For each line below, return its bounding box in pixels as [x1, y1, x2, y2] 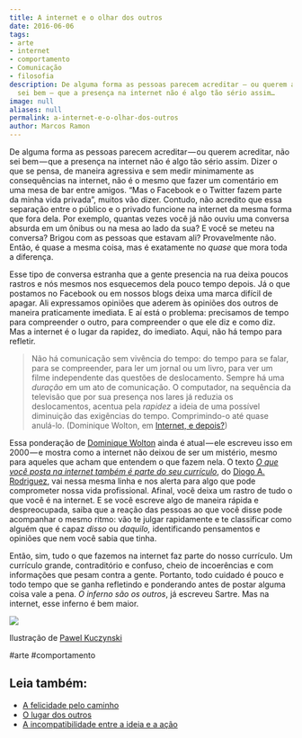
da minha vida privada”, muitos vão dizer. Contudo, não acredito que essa [9, 194, 282, 205]
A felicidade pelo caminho [22, 699, 120, 710]
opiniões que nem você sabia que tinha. [9, 533, 157, 544]
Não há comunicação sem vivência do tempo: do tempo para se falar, [31, 353, 289, 364]
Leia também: [9, 676, 88, 691]
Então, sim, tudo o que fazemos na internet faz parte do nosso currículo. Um [9, 550, 293, 561]
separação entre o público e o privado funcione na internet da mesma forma [9, 204, 292, 214]
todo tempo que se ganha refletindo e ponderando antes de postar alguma [9, 579, 286, 590]
